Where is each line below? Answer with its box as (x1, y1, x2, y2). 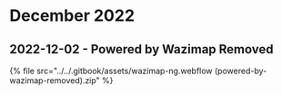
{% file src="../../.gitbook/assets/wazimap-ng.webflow (9, 65, 213, 76)
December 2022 (9, 5, 135, 26)
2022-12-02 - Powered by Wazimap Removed (9, 42, 274, 57)
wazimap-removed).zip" (9, 75, 100, 86)
